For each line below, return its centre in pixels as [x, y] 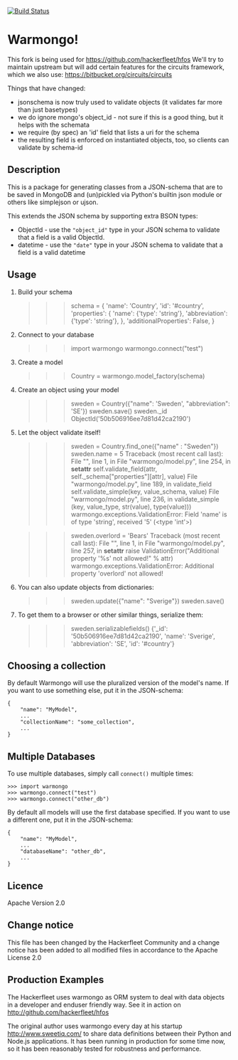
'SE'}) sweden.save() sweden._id [119, 411]
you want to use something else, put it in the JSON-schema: [95, 691]
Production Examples [56, 980]
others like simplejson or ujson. [53, 202]
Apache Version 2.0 [36, 903]
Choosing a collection [57, 666]
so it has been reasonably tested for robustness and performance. [104, 1049]
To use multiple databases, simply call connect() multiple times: [101, 774]
